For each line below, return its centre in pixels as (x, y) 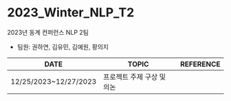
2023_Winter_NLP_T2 (71, 13)
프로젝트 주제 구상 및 (134, 76)
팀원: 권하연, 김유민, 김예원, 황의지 (63, 46)
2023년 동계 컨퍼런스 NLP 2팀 (48, 32)
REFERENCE (200, 64)
